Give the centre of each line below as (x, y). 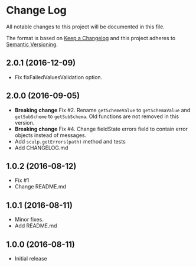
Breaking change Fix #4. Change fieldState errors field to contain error (101, 129)
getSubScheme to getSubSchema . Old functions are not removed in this (97, 116)
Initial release (31, 258)
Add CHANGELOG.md (41, 148)
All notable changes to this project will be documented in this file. (86, 27)
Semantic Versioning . (32, 44)
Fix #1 (22, 180)
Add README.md (36, 226)
